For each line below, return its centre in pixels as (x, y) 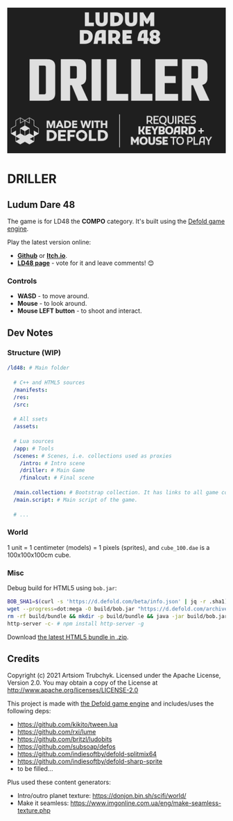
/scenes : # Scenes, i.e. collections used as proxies (93, 456)
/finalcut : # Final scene (57, 478)
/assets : (26, 427)
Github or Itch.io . (42, 256)
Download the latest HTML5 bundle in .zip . (68, 637)
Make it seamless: (43, 803)
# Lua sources (34, 441)
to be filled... (35, 769)
